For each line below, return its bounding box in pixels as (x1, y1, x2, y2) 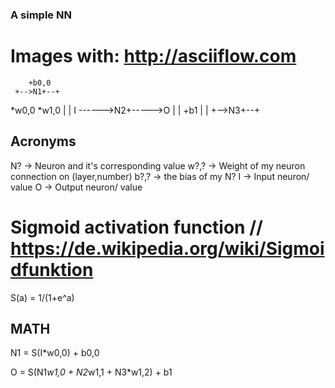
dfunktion (10, 258, 94, 281)
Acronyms (10, 133, 77, 150)
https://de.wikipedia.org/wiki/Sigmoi (10, 237, 325, 260)
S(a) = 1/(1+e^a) (10, 291, 75, 303)
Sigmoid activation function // (10, 216, 263, 238)
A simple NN (10, 8, 72, 22)
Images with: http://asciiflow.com (10, 45, 297, 68)
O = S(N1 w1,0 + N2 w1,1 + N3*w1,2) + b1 (10, 366, 173, 378)
